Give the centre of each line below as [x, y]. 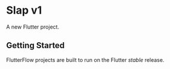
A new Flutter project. [33, 27]
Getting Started [35, 46]
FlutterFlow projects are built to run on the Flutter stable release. [85, 59]
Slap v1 [24, 10]
